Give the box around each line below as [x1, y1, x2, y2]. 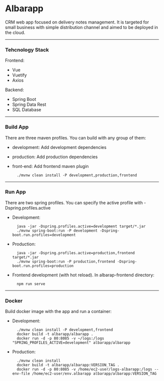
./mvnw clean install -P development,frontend [17, 328, 113, 333]
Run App [5, 189, 26, 195]
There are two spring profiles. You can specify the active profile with [5, 199, 143, 206]
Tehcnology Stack [5, 46, 49, 53]
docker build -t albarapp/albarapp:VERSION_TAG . [17, 363, 120, 368]
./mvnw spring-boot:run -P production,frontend [17, 259, 116, 264]
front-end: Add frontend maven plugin [12, 163, 89, 169]
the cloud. [5, 29, 25, 35]
